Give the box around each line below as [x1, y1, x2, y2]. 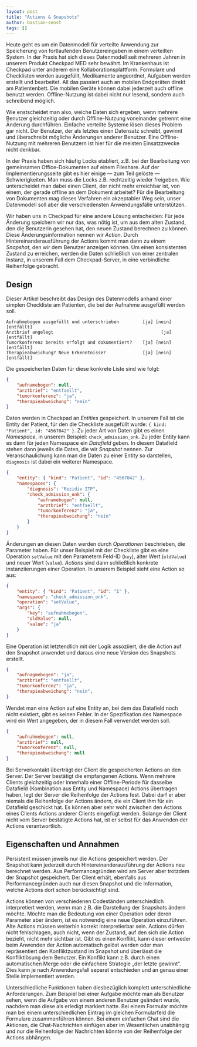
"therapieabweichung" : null [16, 750, 85, 756]
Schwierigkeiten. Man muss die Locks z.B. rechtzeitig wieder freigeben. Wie [6, 176, 191, 183]
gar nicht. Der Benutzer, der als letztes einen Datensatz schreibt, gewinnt [6, 127, 183, 135]
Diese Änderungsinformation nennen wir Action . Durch [6, 231, 139, 239]
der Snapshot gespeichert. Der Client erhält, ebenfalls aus [6, 874, 147, 881]
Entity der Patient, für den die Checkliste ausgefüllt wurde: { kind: [6, 421, 167, 428]
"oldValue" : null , [27, 616, 72, 622]
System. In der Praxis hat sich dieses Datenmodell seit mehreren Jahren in [6, 53, 186, 61]
